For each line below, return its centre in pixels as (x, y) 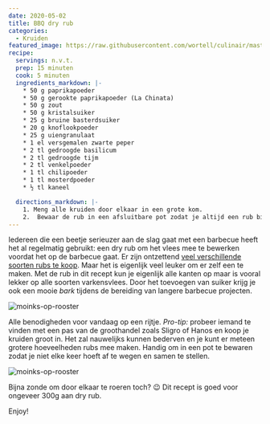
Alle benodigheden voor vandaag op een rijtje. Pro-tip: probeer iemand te (130, 322)
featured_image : (35, 46)
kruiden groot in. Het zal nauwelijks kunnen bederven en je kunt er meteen (132, 339)
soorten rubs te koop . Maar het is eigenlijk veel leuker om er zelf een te (126, 265)
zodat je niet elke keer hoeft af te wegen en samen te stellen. (109, 356)
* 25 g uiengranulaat (59, 135)
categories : (28, 31)
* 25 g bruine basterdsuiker (72, 120)
